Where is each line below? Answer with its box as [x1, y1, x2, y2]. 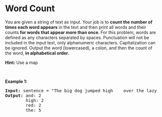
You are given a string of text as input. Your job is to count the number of [5, 19, 153, 25]
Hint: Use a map [5, 59, 38, 65]
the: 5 [25, 107, 41, 113]
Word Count [5, 3, 55, 14]
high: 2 [25, 97, 44, 103]
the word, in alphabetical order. [5, 50, 69, 56]
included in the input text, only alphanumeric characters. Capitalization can [5, 39, 156, 45]
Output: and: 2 [5, 93, 41, 98]
